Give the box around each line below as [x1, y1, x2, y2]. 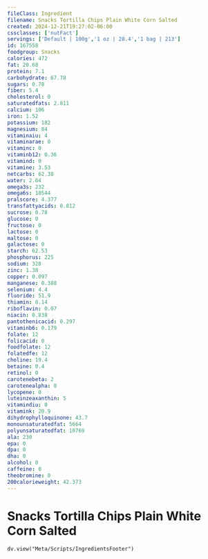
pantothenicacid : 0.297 [7, 318, 76, 325]
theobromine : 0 [7, 472, 51, 479]
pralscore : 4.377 [7, 196, 57, 204]
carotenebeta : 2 [7, 375, 54, 383]
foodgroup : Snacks [7, 49, 60, 56]
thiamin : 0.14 [7, 299, 48, 306]
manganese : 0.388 [7, 279, 57, 286]
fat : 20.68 [7, 61, 39, 68]
